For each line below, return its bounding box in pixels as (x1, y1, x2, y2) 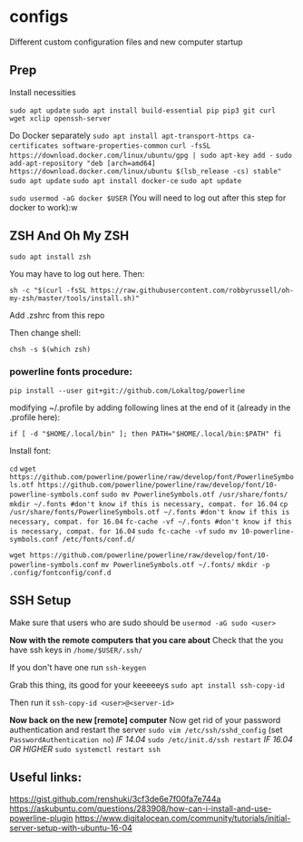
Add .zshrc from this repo (9, 309, 105, 320)
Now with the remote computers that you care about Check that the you (9, 634, 284, 645)
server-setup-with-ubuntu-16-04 (9, 823, 133, 834)
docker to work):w (9, 201, 78, 212)
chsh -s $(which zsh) (9, 345, 92, 354)
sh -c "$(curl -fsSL (9, 286, 88, 295)
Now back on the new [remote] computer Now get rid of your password (9, 714, 281, 725)
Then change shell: (9, 327, 82, 338)
